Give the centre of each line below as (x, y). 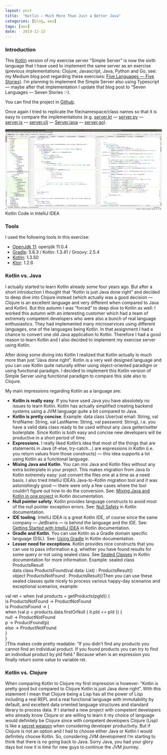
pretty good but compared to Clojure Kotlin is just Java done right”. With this (83, 689)
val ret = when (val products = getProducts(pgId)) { (58, 596)
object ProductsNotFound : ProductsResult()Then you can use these (82, 575)
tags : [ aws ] (17, 26)
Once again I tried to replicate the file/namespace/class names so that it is (81, 112)
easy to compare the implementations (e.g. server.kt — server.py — (74, 117)
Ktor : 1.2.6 (23, 263)
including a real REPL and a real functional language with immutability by (80, 699)
